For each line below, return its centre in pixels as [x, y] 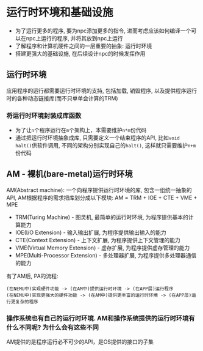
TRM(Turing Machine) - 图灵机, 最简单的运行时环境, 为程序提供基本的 [102, 217]
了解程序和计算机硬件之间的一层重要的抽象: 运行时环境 [84, 46]
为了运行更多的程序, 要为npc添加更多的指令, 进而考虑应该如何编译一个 [103, 31]
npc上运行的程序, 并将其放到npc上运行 [74, 38]
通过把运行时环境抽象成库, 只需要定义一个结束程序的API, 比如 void [97, 138]
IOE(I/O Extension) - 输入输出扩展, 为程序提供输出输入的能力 [91, 232]
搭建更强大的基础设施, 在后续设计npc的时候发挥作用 [80, 53]
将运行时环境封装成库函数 [44, 116]
